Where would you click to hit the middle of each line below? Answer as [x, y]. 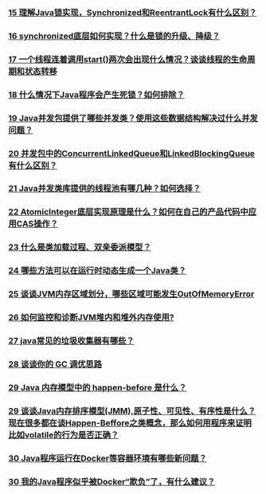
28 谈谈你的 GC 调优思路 [55, 364]
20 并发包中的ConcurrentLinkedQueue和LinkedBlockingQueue [132, 153]
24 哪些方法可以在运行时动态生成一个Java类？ [98, 271]
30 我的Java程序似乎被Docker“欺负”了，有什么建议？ [112, 481]
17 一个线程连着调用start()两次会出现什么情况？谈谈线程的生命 [128, 59]
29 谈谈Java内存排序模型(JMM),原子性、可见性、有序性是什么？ [132, 410]
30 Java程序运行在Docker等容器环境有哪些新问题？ [108, 458]
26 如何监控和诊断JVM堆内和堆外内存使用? [91, 318]
